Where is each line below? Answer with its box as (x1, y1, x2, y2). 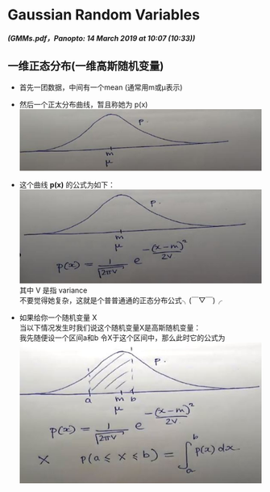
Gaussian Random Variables (7, 6, 201, 24)
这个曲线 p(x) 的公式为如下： (19, 180, 116, 190)
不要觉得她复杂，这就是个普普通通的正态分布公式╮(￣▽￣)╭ (19, 296, 223, 305)
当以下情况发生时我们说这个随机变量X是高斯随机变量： (19, 323, 201, 333)
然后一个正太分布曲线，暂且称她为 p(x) (19, 99, 148, 109)
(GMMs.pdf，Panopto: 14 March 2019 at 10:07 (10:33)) (7, 33, 196, 43)
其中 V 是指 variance (19, 285, 88, 296)
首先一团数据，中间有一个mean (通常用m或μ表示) (19, 82, 183, 92)
